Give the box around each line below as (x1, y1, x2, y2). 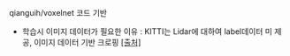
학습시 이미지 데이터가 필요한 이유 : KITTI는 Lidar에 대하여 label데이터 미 (21, 26, 272, 37)
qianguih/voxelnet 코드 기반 (9, 8, 108, 17)
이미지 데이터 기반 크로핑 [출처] (34, 38, 141, 47)
